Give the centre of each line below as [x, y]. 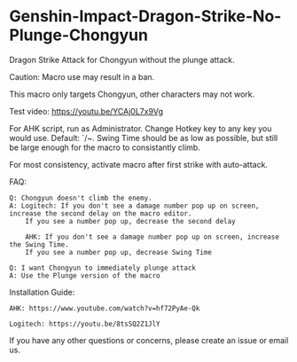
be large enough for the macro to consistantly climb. [105, 147]
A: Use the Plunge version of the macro [85, 275]
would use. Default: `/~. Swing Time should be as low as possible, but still [144, 138]
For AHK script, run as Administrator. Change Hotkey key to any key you [141, 128]
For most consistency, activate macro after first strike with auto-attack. [139, 164]
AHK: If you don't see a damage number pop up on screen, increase [152, 237]
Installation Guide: [42, 292]
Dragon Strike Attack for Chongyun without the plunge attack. [122, 59]
